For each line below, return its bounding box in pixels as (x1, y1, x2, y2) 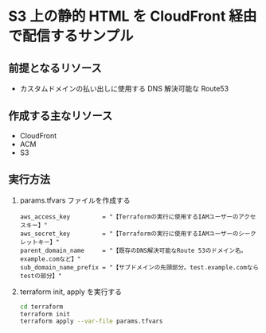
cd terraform (19, 303, 64, 311)
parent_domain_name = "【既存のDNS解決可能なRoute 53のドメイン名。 (19, 246, 247, 254)
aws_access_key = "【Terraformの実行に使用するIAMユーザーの (19, 212, 239, 221)
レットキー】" (19, 238, 60, 246)
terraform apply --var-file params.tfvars (19, 317, 163, 326)
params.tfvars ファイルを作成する (19, 196, 131, 205)
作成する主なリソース (8, 109, 113, 123)
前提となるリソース (8, 61, 102, 75)
